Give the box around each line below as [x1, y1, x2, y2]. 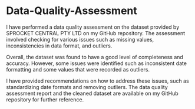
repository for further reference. [6, 96, 84, 103]
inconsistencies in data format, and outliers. [6, 42, 113, 49]
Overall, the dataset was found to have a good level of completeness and [6, 53, 184, 60]
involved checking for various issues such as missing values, [6, 36, 154, 43]
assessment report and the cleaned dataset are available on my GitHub [6, 90, 179, 97]
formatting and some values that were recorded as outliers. [6, 66, 150, 73]
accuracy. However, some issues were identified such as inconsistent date [6, 60, 187, 67]
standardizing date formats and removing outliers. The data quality [6, 83, 168, 90]
